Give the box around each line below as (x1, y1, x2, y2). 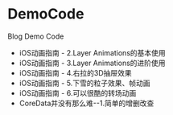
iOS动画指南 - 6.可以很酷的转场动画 (19, 88, 137, 97)
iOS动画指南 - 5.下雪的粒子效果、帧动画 (19, 78, 150, 88)
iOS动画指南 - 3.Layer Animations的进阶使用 (19, 58, 166, 68)
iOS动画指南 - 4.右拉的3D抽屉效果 (19, 68, 132, 77)
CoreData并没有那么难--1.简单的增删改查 (19, 98, 154, 108)
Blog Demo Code (7, 31, 64, 41)
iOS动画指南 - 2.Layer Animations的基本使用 (19, 47, 166, 57)
